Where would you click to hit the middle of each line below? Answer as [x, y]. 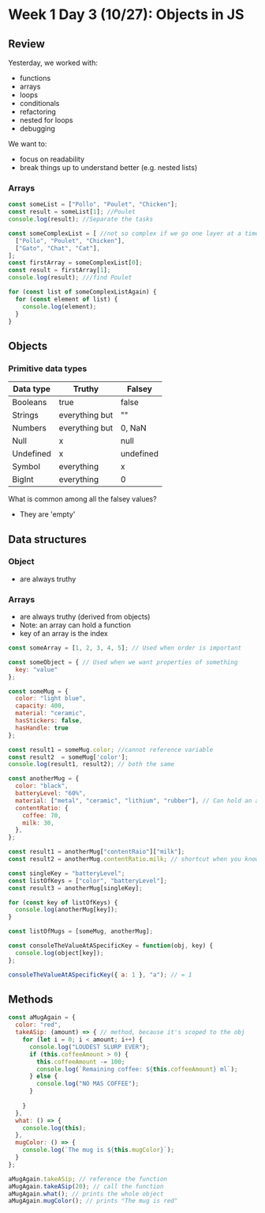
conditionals [39, 103]
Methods [31, 999]
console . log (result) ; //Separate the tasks [81, 219]
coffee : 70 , [42, 815]
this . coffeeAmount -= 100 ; [81, 1062]
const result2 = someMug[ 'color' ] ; [68, 757]
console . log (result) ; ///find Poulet [70, 278]
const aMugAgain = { [42, 1018]
